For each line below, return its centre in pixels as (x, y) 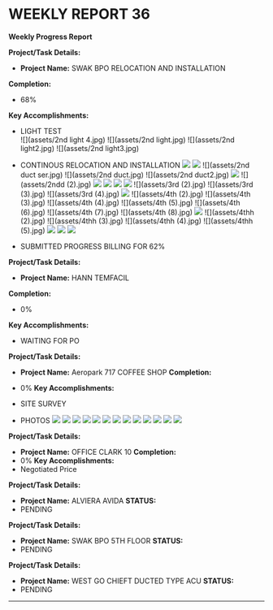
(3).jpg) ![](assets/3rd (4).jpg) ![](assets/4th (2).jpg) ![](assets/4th (135, 194)
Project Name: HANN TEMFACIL (75, 278)
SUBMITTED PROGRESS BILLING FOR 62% (93, 246)
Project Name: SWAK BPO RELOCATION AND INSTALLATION (123, 68)
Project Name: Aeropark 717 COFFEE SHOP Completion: (116, 372)
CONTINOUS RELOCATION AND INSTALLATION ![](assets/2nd (135, 165)
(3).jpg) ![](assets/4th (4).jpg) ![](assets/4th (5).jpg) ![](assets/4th (130, 202)
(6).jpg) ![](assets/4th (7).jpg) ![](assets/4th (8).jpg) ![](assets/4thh (137, 212)
